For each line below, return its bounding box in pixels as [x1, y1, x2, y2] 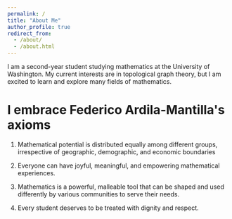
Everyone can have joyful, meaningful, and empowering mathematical [17, 161, 220, 170]
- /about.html [13, 43, 55, 50]
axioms [7, 117, 51, 133]
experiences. [17, 168, 56, 177]
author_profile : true [7, 23, 71, 30]
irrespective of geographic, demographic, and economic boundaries [17, 147, 216, 156]
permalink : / [7, 10, 46, 18]
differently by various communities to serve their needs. [17, 189, 180, 198]
